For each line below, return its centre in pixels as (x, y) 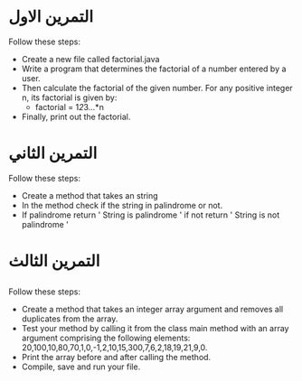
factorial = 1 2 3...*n (70, 107)
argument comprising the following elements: (106, 338)
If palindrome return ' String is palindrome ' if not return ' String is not (151, 215)
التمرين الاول (51, 17)
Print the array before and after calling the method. (116, 358)
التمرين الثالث (54, 261)
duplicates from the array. (70, 319)
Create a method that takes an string (90, 195)
